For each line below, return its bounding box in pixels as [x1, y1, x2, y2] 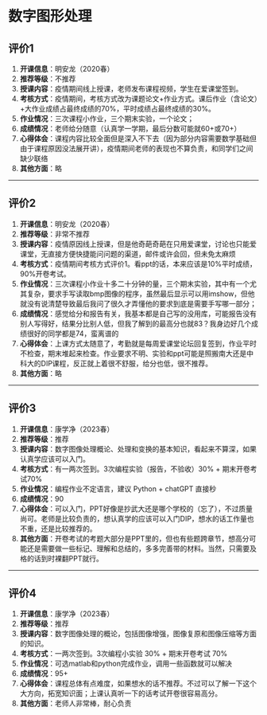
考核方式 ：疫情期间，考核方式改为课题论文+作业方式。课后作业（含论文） [19, 94, 258, 104]
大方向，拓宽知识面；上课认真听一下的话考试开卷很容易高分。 [19, 689, 222, 698]
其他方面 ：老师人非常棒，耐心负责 [19, 698, 132, 709]
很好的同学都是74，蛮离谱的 [26, 328, 119, 338]
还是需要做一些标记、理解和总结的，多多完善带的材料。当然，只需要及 [26, 543, 257, 553]
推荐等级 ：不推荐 [19, 74, 76, 84]
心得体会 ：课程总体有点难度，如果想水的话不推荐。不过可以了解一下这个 [19, 678, 257, 689]
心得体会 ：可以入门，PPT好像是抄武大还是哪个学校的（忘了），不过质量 [19, 503, 253, 514]
